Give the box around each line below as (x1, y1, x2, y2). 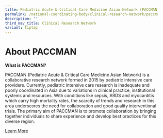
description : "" (5, 16, 38, 21)
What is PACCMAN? (5, 62, 47, 68)
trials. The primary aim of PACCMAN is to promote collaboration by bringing (5, 108, 157, 114)
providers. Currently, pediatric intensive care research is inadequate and (5, 82, 150, 88)
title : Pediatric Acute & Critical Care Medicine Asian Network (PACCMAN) (5, 7, 160, 12)
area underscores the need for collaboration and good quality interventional (5, 103, 157, 109)
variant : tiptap (5, 25, 38, 30)
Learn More (5, 128, 29, 134)
